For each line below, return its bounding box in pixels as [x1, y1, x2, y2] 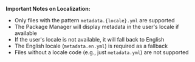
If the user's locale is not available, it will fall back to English [14, 36, 165, 43]
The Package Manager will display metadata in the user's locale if [14, 23, 180, 30]
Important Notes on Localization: [5, 5, 91, 12]
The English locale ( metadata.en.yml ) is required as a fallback [14, 42, 168, 49]
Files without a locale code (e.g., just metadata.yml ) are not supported [14, 49, 189, 56]
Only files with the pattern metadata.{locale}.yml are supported [14, 17, 175, 23]
